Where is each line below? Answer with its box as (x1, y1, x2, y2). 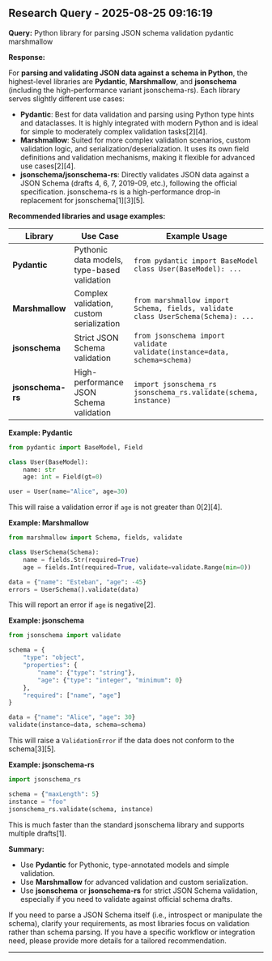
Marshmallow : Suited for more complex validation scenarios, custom (19, 135, 251, 145)
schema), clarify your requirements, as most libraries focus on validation (8, 918, 250, 928)
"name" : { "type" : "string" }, (37, 668, 136, 677)
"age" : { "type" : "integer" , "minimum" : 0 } (37, 676, 183, 684)
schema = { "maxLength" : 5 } (8, 789, 100, 798)
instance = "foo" (8, 797, 67, 806)
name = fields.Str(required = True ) (23, 555, 139, 563)
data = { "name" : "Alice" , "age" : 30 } (8, 713, 136, 721)
